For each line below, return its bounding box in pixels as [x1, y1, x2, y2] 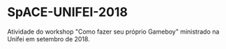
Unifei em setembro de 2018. [7, 34, 91, 43]
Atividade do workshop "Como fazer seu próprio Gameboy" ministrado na [7, 27, 220, 36]
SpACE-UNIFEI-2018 [7, 4, 128, 20]
